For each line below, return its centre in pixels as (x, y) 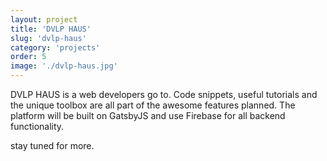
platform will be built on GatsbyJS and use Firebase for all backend (148, 115)
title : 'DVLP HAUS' (51, 29)
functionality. (37, 126)
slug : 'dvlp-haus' (48, 38)
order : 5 (28, 57)
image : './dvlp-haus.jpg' (64, 66)
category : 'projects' (55, 47)
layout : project (44, 19)
